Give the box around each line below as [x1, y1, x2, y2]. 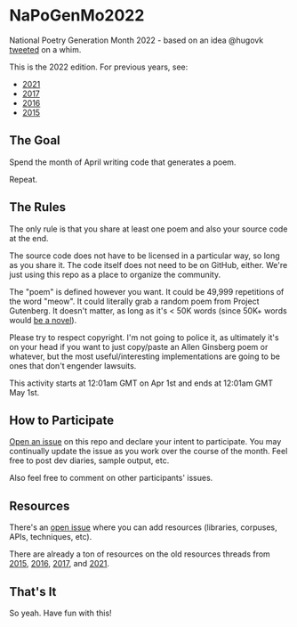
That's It [9, 584, 57, 599]
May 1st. [9, 387, 40, 397]
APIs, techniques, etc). [9, 532, 92, 542]
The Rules [9, 199, 67, 215]
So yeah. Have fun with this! [9, 607, 113, 618]
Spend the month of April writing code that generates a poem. [9, 157, 237, 167]
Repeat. [9, 174, 38, 184]
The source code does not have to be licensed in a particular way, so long [9, 250, 280, 261]
